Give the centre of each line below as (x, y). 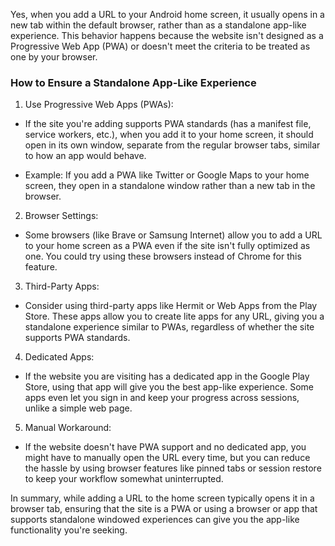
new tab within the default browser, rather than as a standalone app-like (158, 25)
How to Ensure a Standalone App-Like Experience (133, 82)
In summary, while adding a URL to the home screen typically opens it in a (162, 498)
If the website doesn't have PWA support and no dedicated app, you (165, 447)
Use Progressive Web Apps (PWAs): (99, 105)
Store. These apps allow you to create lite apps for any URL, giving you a (174, 316)
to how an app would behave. (85, 156)
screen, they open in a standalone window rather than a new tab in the (170, 186)
